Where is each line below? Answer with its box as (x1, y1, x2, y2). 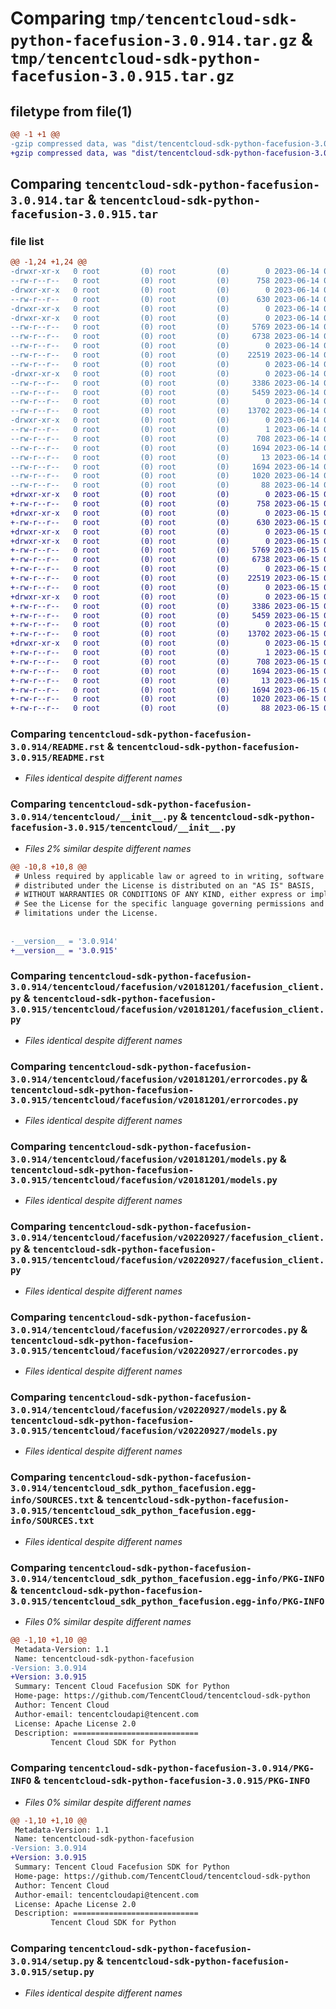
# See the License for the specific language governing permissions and (14, 899, 325, 909)
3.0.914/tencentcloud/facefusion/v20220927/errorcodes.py (10, 1324, 299, 1336)
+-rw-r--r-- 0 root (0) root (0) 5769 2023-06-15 (10, 545, 320, 556)
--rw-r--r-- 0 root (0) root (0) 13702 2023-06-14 (10, 406, 320, 416)
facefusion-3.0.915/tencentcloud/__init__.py (10, 822, 237, 834)
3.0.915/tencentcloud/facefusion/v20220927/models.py (10, 1425, 278, 1436)
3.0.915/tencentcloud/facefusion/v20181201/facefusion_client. (10, 1004, 325, 1016)
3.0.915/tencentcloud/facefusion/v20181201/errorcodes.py (10, 1094, 299, 1106)
